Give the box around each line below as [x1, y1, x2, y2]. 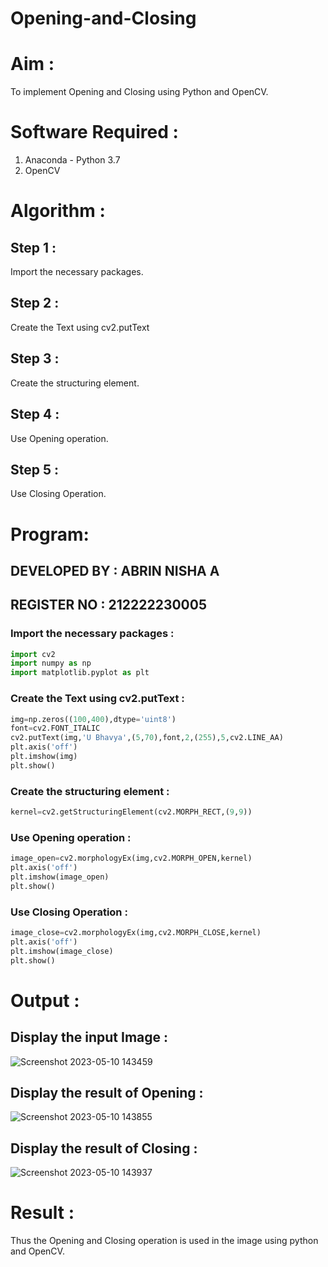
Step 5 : [10, 461, 60, 478]
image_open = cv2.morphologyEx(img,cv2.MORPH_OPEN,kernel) [10, 853, 253, 864]
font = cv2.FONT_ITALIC [10, 723, 101, 734]
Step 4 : [10, 406, 60, 423]
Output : [10, 989, 80, 1012]
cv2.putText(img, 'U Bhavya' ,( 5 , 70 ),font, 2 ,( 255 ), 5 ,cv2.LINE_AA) [10, 733, 284, 743]
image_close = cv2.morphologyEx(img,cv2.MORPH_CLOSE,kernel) [10, 928, 262, 938]
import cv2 [10, 649, 56, 659]
